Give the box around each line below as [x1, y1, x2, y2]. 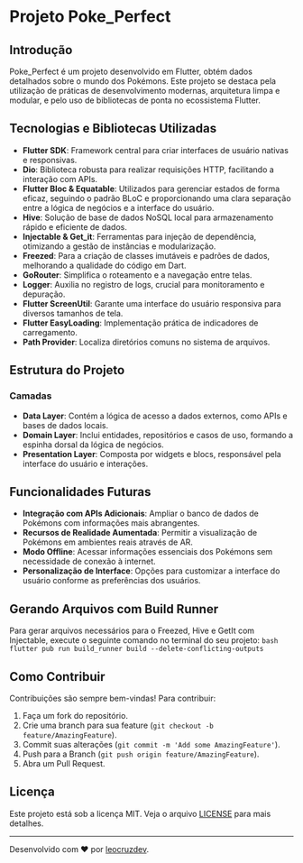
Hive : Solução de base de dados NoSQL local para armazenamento [22, 212, 274, 223]
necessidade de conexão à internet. [22, 556, 156, 567]
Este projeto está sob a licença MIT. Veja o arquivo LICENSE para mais [9, 808, 271, 819]
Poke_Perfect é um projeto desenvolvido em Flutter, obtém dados [9, 66, 252, 77]
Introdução [9, 42, 73, 58]
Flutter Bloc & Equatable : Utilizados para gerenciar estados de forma [22, 183, 280, 194]
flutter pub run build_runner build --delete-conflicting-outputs [9, 645, 264, 654]
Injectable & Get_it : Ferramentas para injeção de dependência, [22, 231, 257, 242]
